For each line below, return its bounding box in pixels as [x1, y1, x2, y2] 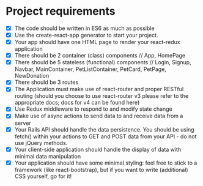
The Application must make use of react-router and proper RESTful [14, 86, 184, 93]
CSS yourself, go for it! [14, 173, 72, 180]
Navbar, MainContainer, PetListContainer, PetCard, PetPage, [14, 65, 166, 73]
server [14, 119, 31, 127]
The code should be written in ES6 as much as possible [14, 24, 155, 32]
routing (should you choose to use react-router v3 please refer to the [14, 92, 189, 100]
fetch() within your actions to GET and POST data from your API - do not [14, 133, 197, 140]
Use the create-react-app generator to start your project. [14, 32, 158, 39]
